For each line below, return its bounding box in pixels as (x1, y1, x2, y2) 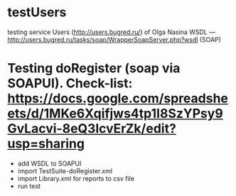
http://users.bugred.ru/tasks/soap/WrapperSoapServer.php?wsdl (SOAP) (7, 35, 222, 43)
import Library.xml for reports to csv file (17, 174, 135, 183)
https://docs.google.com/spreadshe (7, 90, 229, 107)
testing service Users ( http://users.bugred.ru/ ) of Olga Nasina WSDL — (7, 28, 215, 36)
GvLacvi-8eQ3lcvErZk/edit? (7, 121, 176, 137)
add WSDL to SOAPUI (17, 159, 82, 168)
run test (17, 182, 41, 190)
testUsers (7, 4, 67, 21)
